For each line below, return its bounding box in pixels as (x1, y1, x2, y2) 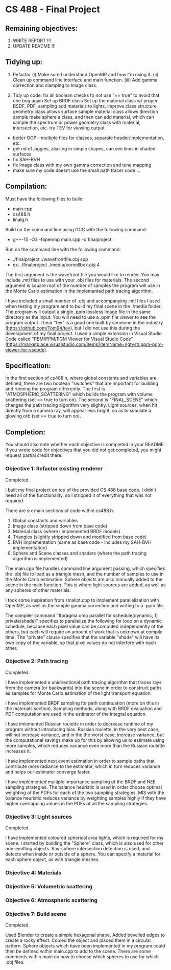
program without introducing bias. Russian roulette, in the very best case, (5, 726, 160, 732)
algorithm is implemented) (12, 555, 68, 561)
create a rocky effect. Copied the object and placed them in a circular (5, 937, 152, 943)
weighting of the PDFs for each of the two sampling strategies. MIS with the (5, 789, 164, 796)
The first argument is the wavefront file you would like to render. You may (5, 271, 160, 277)
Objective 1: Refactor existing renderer (5, 465, 103, 472)
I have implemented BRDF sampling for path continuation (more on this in (5, 700, 159, 706)
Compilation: (5, 182, 47, 191)
